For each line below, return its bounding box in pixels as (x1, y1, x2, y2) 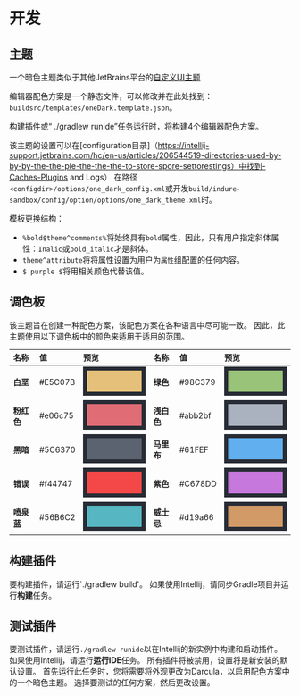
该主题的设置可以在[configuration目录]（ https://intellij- (9, 140, 210, 150)
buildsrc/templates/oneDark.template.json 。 (9, 102, 178, 113)
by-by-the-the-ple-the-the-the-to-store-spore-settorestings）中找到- (9, 161, 266, 171)
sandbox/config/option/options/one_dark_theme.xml (9, 196, 202, 205)
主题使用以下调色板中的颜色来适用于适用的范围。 (9, 331, 189, 341)
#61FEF (179, 444, 209, 455)
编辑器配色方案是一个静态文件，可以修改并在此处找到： (9, 91, 212, 101)
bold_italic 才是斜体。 (70, 243, 154, 254)
